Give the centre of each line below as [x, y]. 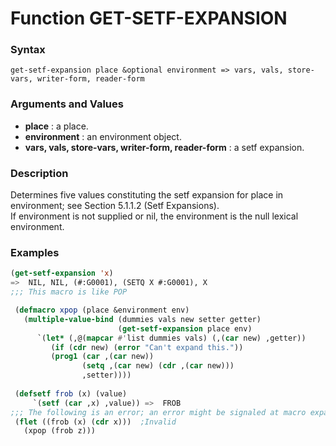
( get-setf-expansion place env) [185, 328]
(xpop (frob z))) [60, 431]
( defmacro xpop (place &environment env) [102, 310]
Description [39, 173]
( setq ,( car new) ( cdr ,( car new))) [158, 366]
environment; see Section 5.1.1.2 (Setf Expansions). [115, 206]
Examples [35, 252]
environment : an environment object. [103, 136]
